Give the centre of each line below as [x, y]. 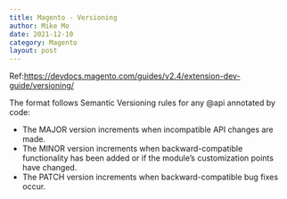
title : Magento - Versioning [63, 17]
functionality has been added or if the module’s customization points [148, 158]
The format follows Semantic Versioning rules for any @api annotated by [143, 103]
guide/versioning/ [41, 86]
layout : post [33, 51]
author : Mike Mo [39, 26]
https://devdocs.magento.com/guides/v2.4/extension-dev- [132, 76]
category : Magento [43, 42]
